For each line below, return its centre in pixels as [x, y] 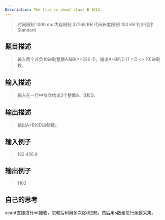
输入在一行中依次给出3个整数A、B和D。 [58, 95]
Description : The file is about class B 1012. [54, 10]
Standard [26, 30]
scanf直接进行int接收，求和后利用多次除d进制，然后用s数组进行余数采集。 [81, 213]
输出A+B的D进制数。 [38, 125]
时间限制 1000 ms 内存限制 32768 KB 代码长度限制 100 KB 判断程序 [85, 24]
